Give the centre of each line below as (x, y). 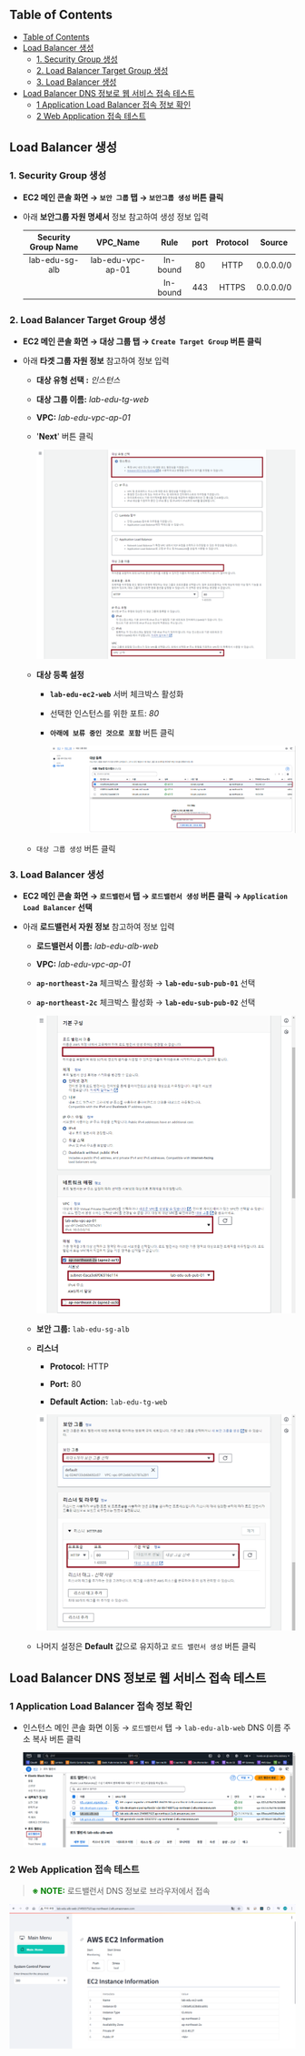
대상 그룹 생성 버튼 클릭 (76, 849)
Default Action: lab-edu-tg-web (108, 1402)
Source (274, 242)
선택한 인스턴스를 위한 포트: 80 (104, 713)
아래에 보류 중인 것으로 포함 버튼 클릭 (112, 733)
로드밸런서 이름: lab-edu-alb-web (97, 947)
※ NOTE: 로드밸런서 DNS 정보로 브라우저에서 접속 (121, 1890)
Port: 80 (65, 1384)
